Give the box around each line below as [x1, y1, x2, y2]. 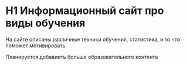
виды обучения [5, 16, 86, 30]
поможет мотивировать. [5, 42, 67, 49]
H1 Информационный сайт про [5, 4, 164, 18]
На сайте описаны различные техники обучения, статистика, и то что [5, 36, 180, 43]
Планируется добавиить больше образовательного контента [5, 53, 158, 60]
